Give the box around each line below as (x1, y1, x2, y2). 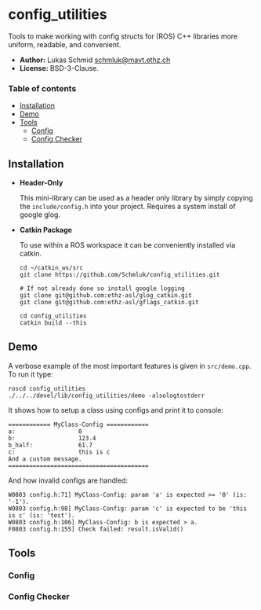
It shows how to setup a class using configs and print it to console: (8, 405, 223, 414)
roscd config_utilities (8, 384, 86, 392)
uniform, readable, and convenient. (8, 39, 121, 49)
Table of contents (8, 83, 77, 94)
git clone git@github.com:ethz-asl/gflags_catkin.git (19, 299, 199, 307)
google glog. (19, 210, 61, 219)
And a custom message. (8, 454, 82, 463)
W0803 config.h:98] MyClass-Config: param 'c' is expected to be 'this (8, 505, 247, 513)
